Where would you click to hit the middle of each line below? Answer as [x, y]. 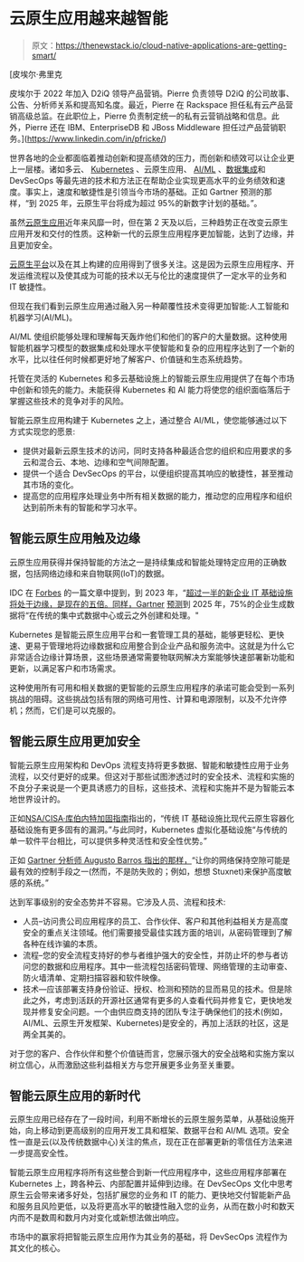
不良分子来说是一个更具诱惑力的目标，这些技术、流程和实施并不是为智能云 [148, 787]
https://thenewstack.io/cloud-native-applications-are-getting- [171, 45]
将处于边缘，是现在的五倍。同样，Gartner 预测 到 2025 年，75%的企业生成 [148, 603]
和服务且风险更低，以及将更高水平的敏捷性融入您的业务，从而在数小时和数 [148, 1206]
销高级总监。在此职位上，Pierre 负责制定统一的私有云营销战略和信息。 [141, 116]
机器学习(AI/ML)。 [43, 317]
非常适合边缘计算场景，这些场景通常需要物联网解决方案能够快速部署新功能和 [152, 657]
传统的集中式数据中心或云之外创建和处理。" [118, 615]
